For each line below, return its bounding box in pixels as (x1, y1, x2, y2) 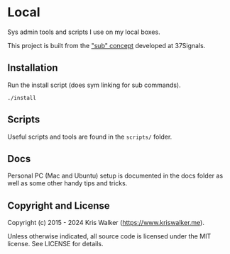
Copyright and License (7, 200, 110, 212)
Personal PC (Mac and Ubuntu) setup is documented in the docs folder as (7, 171, 224, 180)
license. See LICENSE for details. (7, 240, 104, 248)
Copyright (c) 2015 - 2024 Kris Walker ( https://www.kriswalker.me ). (7, 219, 204, 227)
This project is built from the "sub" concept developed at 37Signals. (7, 41, 206, 50)
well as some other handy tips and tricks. (7, 179, 128, 187)
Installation (7, 62, 58, 74)
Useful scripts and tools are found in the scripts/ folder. (7, 132, 172, 141)
